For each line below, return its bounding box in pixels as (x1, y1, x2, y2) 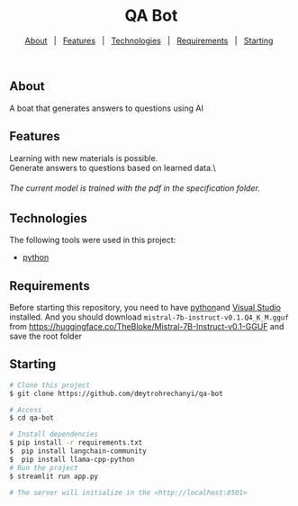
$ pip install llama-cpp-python (9, 455, 135, 464)
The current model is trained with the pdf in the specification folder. (9, 183, 261, 194)
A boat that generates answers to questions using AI (9, 103, 204, 113)
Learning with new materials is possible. (9, 152, 158, 163)
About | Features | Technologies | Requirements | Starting (24, 35, 274, 46)
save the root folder (9, 330, 83, 341)
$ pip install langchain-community (9, 447, 147, 456)
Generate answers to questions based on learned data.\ (9, 162, 216, 173)
